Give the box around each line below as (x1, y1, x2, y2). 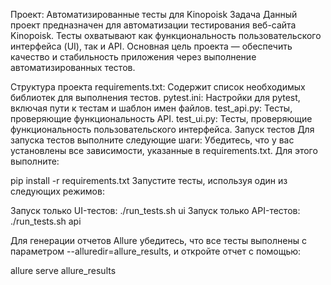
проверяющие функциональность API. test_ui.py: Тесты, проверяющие (10, 113, 313, 124)
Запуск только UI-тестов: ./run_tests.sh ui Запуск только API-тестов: (10, 205, 301, 216)
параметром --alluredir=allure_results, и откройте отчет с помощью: (10, 245, 302, 257)
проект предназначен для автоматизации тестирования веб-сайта (10, 19, 297, 31)
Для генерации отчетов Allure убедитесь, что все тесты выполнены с (10, 235, 307, 246)
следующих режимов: (10, 185, 105, 197)
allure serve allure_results (10, 265, 117, 276)
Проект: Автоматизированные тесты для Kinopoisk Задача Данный (10, 9, 298, 20)
